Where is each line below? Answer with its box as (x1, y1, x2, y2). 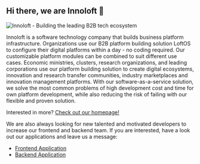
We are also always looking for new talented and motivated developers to (6, 120, 187, 127)
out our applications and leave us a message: (6, 133, 118, 140)
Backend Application (14, 151, 66, 158)
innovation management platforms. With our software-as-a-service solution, (6, 78, 194, 85)
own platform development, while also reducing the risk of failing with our (6, 90, 187, 98)
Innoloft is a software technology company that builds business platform (6, 34, 184, 41)
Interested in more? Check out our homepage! (6, 108, 119, 116)
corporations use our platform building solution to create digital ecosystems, (6, 65, 194, 72)
